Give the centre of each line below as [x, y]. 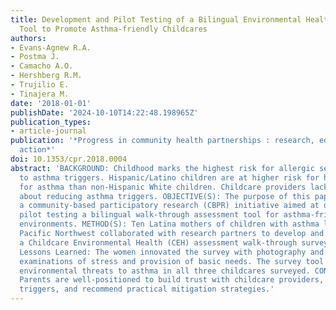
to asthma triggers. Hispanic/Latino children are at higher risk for [169, 177]
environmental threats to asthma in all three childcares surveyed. [165, 271]
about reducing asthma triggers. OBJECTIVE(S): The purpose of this [165, 196]
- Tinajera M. [40, 94]
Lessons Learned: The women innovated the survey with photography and [172, 252]
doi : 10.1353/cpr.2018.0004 [69, 159]
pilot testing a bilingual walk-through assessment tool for [149, 215]
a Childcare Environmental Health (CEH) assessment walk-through [158, 242]
